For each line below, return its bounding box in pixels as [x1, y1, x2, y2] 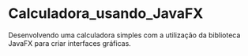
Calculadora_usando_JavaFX [8, 5, 204, 23]
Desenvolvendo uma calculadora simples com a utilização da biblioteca [8, 30, 241, 40]
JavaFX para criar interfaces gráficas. [8, 38, 132, 47]
